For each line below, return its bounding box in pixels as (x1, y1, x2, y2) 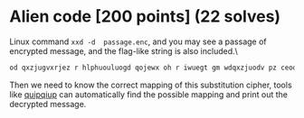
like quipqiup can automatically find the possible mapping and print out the (9, 88, 288, 100)
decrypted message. (9, 98, 87, 109)
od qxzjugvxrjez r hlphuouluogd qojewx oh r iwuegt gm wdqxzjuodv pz (9, 63, 278, 72)
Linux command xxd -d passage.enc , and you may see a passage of (9, 36, 267, 47)
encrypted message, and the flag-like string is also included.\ (9, 45, 238, 56)
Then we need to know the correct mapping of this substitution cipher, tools (9, 79, 292, 90)
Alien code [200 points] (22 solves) (9, 6, 281, 27)
